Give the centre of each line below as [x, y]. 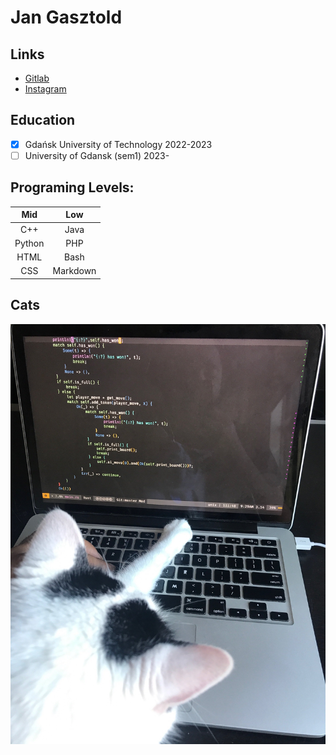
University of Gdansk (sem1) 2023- [97, 155]
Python [29, 243]
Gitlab [37, 78]
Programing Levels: [72, 187]
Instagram [45, 89]
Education [43, 120]
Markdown [74, 271]
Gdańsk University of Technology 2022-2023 [118, 144]
